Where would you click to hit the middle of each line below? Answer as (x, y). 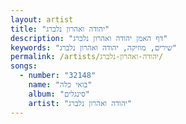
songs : (24, 66)
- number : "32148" (58, 76)
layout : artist (42, 19)
